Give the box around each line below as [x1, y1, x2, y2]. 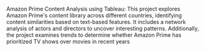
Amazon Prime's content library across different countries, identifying [6, 12, 182, 19]
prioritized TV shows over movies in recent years [6, 38, 130, 45]
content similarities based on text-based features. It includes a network [6, 18, 186, 25]
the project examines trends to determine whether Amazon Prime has [6, 31, 182, 39]
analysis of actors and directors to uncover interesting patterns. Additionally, [6, 25, 199, 32]
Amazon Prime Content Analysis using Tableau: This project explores [6, 6, 181, 12]
